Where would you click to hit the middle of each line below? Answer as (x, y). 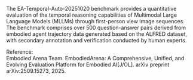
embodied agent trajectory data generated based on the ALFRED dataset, (96, 34)
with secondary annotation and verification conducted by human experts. (96, 40)
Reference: (20, 52)
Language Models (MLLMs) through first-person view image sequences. (96, 21)
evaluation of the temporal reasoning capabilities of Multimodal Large (92, 15)
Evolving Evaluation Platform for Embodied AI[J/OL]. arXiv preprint (88, 64)
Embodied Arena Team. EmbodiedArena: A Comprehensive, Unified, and (95, 58)
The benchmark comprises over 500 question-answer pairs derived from (96, 27)
